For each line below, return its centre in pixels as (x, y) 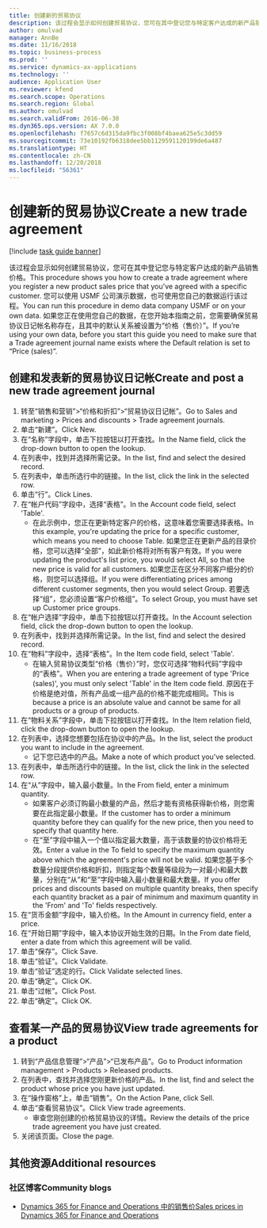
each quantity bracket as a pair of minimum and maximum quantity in (145, 897)
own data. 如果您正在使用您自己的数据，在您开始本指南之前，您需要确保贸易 (133, 315)
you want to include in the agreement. (82, 747)
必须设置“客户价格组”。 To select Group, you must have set (162, 598)
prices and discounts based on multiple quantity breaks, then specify (145, 888)
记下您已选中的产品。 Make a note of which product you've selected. (144, 757)
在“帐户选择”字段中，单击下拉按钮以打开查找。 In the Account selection (136, 617)
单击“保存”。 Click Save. (59, 951)
